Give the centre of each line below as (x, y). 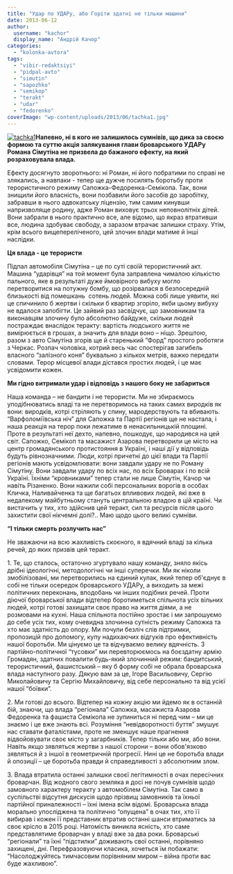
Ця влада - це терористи (45, 253)
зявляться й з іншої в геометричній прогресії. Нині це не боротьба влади (115, 754)
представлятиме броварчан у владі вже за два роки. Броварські (103, 834)
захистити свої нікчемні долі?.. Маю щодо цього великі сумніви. (102, 515)
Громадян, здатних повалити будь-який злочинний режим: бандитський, (115, 659)
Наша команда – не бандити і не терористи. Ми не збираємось (101, 397)
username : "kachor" (42, 33)
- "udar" (26, 104)
